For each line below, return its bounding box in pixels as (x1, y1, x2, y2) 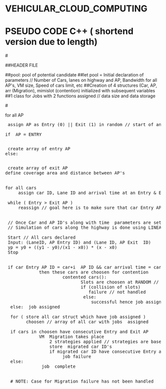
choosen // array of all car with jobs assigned (26, 319, 149, 325)
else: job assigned (10, 304, 60, 310)
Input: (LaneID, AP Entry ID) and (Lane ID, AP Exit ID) (7, 240, 152, 246)
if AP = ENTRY (5, 132, 42, 137)
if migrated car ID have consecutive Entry (49, 349, 157, 355)
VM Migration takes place (39, 334, 105, 340)
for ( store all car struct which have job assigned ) (10, 314, 146, 320)
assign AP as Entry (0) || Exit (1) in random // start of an (7, 122, 162, 128)
